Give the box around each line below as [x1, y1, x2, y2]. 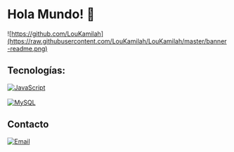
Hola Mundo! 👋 [7, 6, 95, 22]
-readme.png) [7, 44, 48, 53]
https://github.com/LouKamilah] [11, 29, 104, 38]
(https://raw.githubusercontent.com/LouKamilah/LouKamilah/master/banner [7, 36, 227, 45]
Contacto [7, 118, 49, 130]
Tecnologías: [7, 64, 65, 76]
